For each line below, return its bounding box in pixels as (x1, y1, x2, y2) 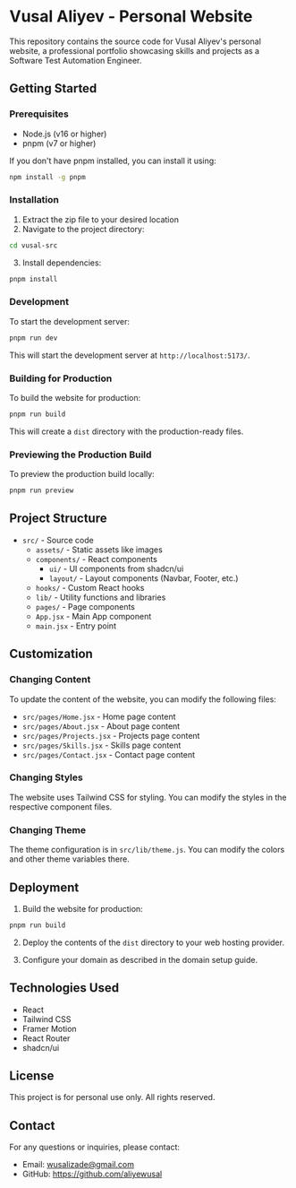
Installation (9, 194, 60, 206)
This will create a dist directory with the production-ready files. (9, 426, 244, 437)
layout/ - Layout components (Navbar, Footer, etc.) (48, 572, 239, 584)
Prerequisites (9, 108, 69, 120)
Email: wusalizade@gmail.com (21, 1159, 134, 1170)
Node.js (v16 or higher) (21, 128, 107, 139)
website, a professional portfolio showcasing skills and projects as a (9, 45, 260, 56)
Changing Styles (9, 771, 83, 784)
